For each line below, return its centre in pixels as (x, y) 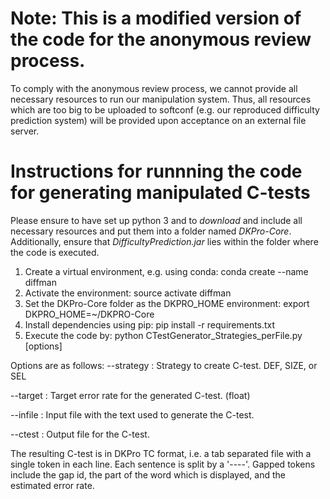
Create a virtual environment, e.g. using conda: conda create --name (166, 271)
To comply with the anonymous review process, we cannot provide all (154, 88)
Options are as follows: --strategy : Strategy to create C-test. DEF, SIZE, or (164, 365)
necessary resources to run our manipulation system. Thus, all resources (161, 99)
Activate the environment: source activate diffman (128, 293)
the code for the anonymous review (161, 39)
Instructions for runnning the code (156, 171)
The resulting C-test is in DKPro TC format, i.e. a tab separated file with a (161, 453)
